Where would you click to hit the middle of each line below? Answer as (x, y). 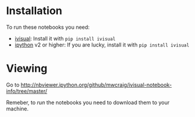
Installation (34, 11)
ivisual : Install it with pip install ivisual (65, 38)
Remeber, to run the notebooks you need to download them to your (88, 102)
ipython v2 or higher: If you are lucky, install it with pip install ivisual (102, 45)
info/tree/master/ (27, 91)
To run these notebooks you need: (48, 27)
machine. (17, 108)
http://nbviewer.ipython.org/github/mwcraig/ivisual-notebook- (96, 85)
